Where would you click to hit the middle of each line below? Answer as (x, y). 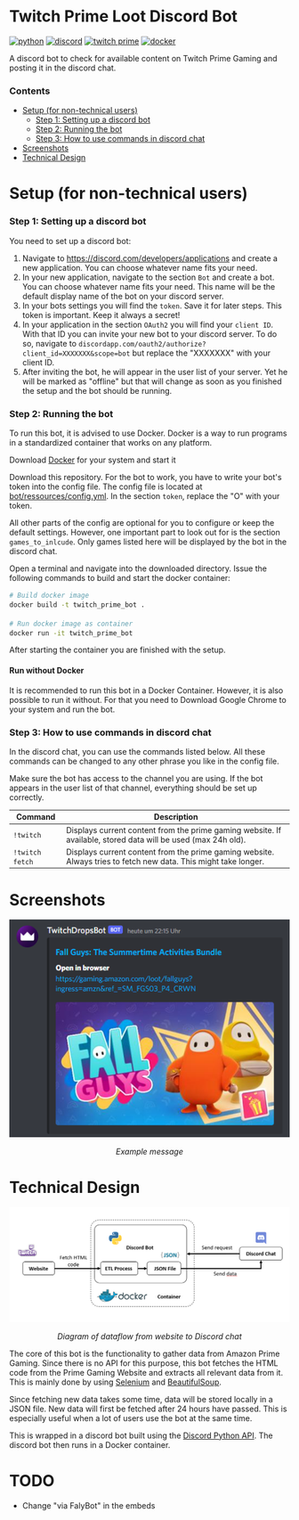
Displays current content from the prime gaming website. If (174, 829)
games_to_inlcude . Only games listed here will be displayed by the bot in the (148, 542)
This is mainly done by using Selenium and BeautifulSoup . (116, 1382)
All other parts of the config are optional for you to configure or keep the (142, 523)
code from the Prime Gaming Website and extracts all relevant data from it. (146, 1372)
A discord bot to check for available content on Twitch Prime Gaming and (143, 58)
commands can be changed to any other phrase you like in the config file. (145, 761)
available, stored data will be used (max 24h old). (156, 839)
